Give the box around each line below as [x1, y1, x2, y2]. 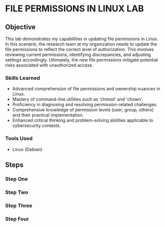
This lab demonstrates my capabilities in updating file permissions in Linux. [5, 36, 159, 42]
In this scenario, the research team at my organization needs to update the [5, 41, 158, 47]
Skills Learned [5, 74, 41, 81]
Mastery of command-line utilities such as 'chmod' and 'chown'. [12, 96, 144, 102]
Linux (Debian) [12, 146, 43, 152]
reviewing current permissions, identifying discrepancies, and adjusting [5, 52, 151, 57]
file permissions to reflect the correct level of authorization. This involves [5, 47, 155, 52]
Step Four [5, 215, 29, 222]
